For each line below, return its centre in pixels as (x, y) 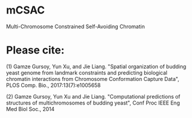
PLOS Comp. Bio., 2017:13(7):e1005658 (54, 85)
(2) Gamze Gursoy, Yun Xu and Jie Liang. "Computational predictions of (93, 96)
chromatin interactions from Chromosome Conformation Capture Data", (93, 79)
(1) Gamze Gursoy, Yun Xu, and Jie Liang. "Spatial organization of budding (96, 66)
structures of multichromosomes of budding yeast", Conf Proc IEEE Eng (93, 103)
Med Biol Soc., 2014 (30, 109)
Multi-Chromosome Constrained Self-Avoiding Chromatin (76, 26)
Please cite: (35, 50)
